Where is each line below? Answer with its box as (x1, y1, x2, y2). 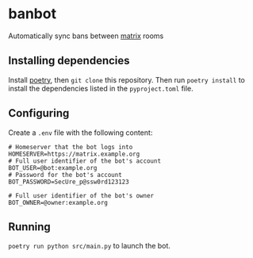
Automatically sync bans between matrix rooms (8, 31, 164, 40)
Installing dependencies (8, 54, 130, 67)
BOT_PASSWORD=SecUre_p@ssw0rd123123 (8, 178, 129, 186)
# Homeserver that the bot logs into (8, 143, 133, 151)
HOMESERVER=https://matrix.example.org (8, 150, 140, 158)
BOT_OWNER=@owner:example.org (8, 198, 109, 206)
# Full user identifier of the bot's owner (8, 191, 155, 199)
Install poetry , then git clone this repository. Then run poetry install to (8, 75, 246, 84)
